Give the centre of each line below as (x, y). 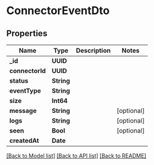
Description (94, 51)
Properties (27, 33)
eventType (25, 91)
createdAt (24, 140)
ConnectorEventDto (58, 11)
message (23, 111)
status (19, 81)
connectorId (28, 71)
